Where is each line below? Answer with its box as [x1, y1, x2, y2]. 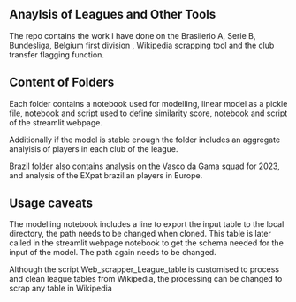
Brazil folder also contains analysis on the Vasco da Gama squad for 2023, [9, 161, 280, 171]
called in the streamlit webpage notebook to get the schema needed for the [9, 238, 285, 248]
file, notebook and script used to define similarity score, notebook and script [9, 108, 288, 118]
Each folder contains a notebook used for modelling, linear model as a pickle [9, 98, 288, 109]
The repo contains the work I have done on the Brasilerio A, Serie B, [9, 30, 256, 41]
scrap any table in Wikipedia [9, 283, 112, 294]
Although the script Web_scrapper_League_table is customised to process [9, 264, 280, 275]
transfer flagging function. [9, 49, 104, 60]
